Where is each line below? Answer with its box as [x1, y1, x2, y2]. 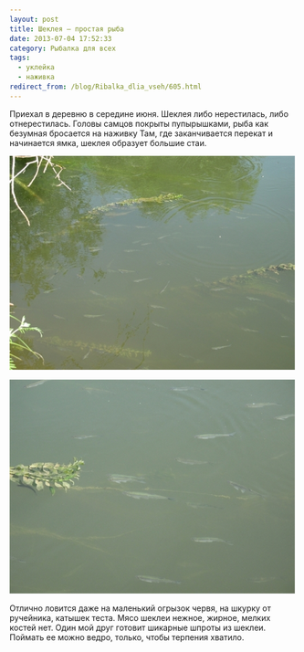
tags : [9, 53, 30, 63]
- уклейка [17, 63, 55, 72]
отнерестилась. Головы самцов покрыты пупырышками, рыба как [9, 118, 269, 129]
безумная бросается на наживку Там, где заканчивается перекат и [9, 128, 274, 139]
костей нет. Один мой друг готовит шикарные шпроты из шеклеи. [9, 622, 267, 633]
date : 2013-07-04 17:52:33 [9, 34, 112, 43]
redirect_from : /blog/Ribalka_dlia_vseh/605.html [9, 82, 203, 91]
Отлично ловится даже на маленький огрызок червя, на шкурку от [9, 603, 272, 614]
